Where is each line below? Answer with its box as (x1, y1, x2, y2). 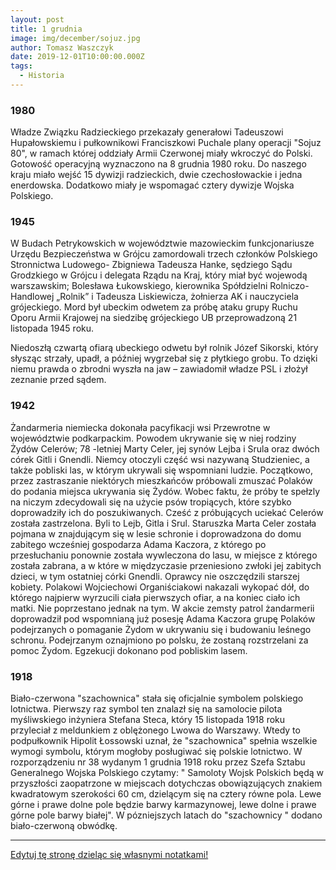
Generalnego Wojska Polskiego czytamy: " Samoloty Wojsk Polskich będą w (10, 767, 325, 779)
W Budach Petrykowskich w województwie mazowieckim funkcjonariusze (10, 237, 315, 250)
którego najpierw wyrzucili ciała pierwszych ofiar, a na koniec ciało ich (10, 591, 301, 603)
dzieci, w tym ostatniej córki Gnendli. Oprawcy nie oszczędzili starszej (10, 570, 300, 582)
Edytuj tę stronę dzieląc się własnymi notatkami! (10, 849, 209, 861)
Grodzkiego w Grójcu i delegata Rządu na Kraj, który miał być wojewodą (10, 269, 308, 281)
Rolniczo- (269, 280, 310, 292)
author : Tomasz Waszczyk (10, 42, 114, 53)
